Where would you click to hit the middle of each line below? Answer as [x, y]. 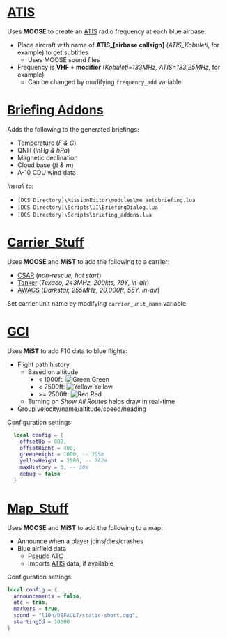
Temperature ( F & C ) [47, 143]
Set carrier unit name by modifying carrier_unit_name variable [97, 303]
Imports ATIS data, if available [70, 563]
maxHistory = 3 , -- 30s [54, 467]
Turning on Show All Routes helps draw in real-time [101, 401]
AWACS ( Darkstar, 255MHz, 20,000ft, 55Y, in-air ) [88, 290]
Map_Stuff [38, 508]
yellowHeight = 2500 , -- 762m [64, 461]
